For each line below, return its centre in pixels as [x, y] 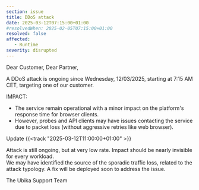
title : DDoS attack [30, 17]
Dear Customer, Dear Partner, [42, 67]
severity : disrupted [32, 50]
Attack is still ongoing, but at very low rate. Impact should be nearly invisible [99, 150]
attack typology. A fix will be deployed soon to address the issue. [86, 169]
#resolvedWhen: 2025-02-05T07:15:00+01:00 [59, 28]
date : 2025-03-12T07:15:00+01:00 [48, 23]
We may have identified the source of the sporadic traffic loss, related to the [99, 162]
